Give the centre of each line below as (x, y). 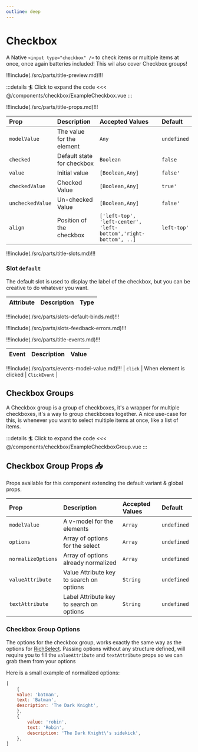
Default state (75, 156)
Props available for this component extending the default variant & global (95, 483)
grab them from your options (41, 661)
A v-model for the (88, 521)
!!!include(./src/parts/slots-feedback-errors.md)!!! (66, 328)
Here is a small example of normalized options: (63, 673)
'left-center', (121, 222)
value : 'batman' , (38, 695)
